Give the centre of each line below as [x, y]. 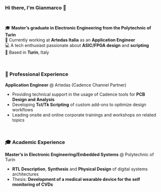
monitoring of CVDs [32, 184]
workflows [23, 110]
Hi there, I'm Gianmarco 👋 [36, 8]
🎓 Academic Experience [35, 142]
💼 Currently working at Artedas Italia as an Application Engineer [70, 40]
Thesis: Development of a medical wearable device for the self [76, 179]
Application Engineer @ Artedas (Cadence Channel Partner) [66, 85]
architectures [25, 174]
